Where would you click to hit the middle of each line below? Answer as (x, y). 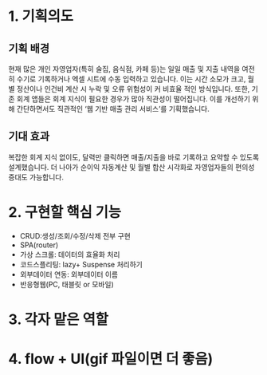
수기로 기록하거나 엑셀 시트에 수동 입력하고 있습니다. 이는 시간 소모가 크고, (131, 79)
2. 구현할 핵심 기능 (65, 212)
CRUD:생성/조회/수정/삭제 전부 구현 (75, 235)
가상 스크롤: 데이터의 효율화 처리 (70, 254)
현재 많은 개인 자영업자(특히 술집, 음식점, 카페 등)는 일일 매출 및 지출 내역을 (124, 69)
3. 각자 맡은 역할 (59, 319)
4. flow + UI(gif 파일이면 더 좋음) (111, 359)
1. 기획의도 (41, 16)
